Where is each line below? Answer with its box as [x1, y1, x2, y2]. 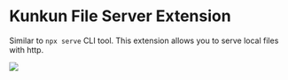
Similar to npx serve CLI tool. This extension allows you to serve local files [9, 35, 279, 46]
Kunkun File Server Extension [9, 6, 232, 26]
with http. [9, 44, 44, 55]
